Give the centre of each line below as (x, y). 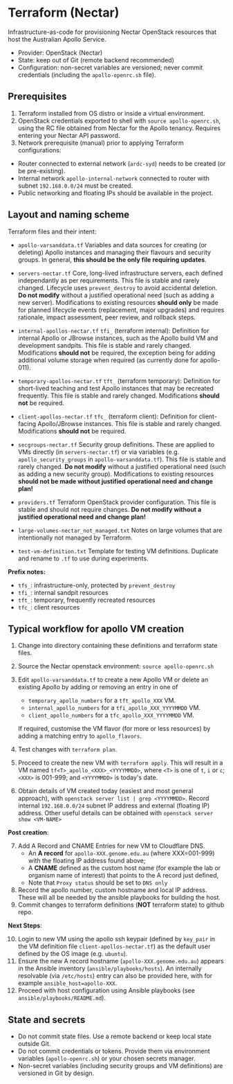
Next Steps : (25, 925)
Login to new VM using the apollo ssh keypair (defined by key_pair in (116, 939)
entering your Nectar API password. (69, 135)
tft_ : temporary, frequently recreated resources (86, 600)
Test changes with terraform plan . (67, 749)
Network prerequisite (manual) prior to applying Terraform (101, 143)
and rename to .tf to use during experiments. (83, 558)
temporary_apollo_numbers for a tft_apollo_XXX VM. (102, 700)
